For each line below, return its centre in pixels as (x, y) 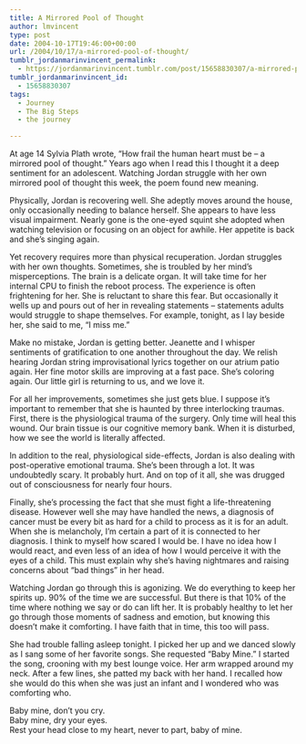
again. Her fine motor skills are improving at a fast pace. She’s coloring (142, 372)
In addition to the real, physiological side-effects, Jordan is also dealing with (153, 456)
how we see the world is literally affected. (87, 438)
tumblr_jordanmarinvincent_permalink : (83, 60)
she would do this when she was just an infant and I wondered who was (144, 683)
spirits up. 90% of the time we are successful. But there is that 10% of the (148, 598)
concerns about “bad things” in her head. (87, 571)
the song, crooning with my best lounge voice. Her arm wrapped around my (152, 664)
